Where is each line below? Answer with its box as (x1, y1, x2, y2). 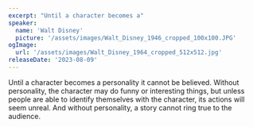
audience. (8, 111, 41, 121)
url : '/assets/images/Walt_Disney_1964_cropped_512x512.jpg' (15, 48, 223, 56)
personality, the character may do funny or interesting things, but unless (8, 86, 245, 95)
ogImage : (8, 41, 37, 49)
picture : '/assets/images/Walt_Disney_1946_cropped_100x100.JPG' (15, 33, 237, 42)
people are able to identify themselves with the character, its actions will (8, 94, 245, 104)
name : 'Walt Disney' (15, 26, 84, 34)
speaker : (8, 19, 37, 27)
